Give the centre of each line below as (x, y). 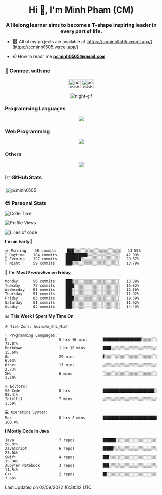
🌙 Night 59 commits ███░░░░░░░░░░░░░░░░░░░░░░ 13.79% (72, 263)
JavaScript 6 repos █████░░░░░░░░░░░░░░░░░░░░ (81, 448)
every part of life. (81, 31)
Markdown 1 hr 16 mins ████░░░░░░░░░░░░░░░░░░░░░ (81, 348)
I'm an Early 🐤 (19, 241)
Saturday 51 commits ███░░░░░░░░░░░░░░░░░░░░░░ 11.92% (72, 302)
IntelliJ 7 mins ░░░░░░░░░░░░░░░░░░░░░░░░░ (81, 399)
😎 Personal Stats (26, 203)
